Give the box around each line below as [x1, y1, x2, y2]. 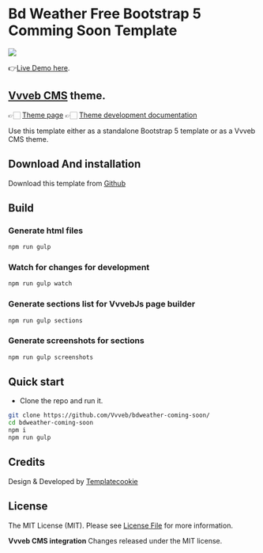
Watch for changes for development [8, 262, 150, 273]
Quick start [8, 376, 65, 389]
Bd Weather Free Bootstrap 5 [8, 5, 201, 23]
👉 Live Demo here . [8, 63, 70, 72]
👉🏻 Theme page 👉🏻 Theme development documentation [8, 110, 197, 120]
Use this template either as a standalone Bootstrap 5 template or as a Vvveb [8, 126, 256, 135]
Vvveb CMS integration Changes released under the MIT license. [8, 536, 223, 545]
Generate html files [8, 225, 84, 236]
